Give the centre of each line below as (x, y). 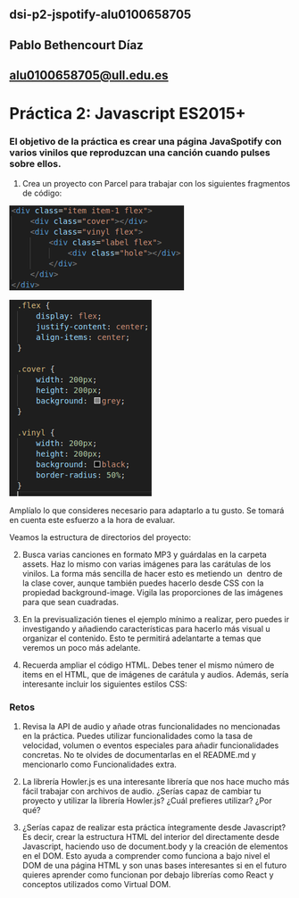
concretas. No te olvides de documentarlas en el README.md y (139, 754)
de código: (42, 193)
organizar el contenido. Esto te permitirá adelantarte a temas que (141, 638)
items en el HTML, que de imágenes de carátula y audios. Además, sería (155, 674)
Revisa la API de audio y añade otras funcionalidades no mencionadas (151, 726)
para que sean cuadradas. (70, 602)
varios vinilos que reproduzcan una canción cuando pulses (140, 153)
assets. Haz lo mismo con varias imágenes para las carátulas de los (146, 564)
